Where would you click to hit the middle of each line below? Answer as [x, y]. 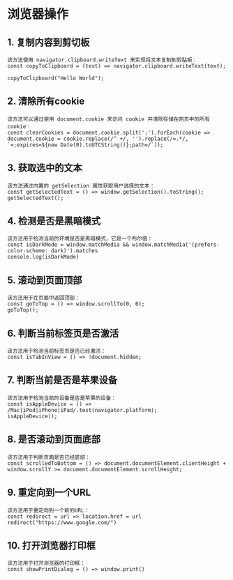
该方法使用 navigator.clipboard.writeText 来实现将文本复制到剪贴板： [102, 60]
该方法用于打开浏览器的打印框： [46, 563]
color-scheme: [28, 251]
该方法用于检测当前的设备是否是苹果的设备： [62, 398]
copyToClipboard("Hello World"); [56, 78]
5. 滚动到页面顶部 [45, 280]
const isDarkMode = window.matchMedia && [68, 245]
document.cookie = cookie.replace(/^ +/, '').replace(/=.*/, [98, 139]
